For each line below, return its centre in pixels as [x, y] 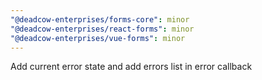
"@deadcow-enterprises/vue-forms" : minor [98, 38]
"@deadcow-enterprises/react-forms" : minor [102, 29]
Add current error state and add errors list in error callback [131, 67]
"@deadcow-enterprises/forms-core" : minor [100, 19]
